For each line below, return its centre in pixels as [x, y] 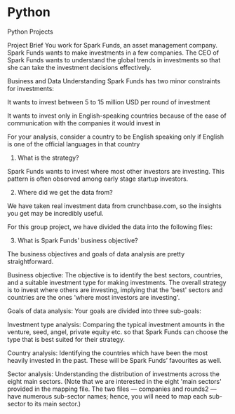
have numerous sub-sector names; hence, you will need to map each [107, 396]
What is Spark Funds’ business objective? [78, 240]
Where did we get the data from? [65, 192]
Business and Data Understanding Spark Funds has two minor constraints [114, 81]
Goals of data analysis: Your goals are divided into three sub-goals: [104, 311]
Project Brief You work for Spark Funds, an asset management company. [112, 45]
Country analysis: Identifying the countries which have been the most [108, 353]
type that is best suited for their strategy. [66, 339]
